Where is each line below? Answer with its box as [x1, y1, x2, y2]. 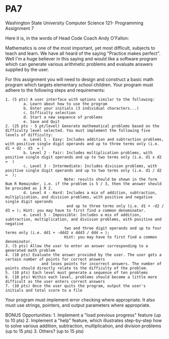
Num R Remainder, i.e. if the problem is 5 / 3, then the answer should [5, 181, 162, 186]
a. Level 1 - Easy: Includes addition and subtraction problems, [23, 137, 164, 142]
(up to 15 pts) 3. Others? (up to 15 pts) [5, 328, 84, 334]
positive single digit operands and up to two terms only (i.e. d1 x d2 [5, 154, 162, 160]
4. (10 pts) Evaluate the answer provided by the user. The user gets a [5, 252, 162, 257]
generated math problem [5, 248, 56, 253]
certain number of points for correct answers [5, 257, 105, 262]
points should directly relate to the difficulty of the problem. [5, 265, 148, 270]
